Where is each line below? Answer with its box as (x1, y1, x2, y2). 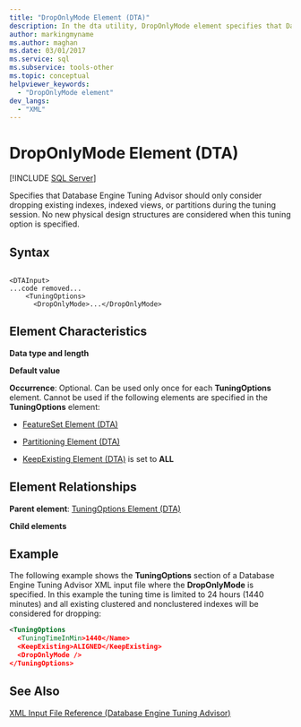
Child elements (9, 520, 67, 531)
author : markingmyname (9, 30, 94, 38)
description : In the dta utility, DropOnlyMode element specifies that (9, 21, 282, 30)
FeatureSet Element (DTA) (21, 418, 118, 430)
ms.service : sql (9, 55, 70, 64)
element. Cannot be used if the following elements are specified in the (9, 391, 269, 403)
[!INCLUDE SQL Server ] (9, 173, 97, 184)
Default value (9, 364, 61, 376)
